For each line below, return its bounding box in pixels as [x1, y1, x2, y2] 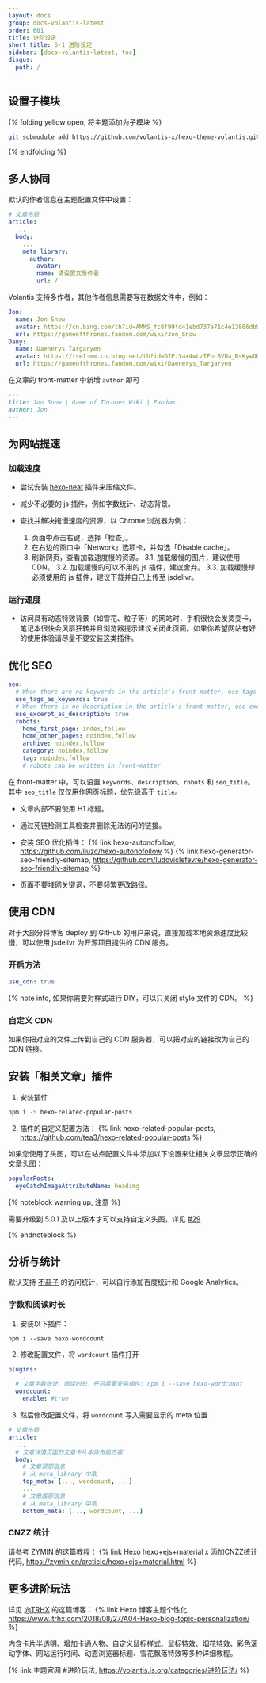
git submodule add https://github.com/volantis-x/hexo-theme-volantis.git [8, 132, 260, 141]
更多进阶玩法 [8, 1582, 71, 1596]
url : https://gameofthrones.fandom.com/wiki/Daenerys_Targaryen [15, 360, 232, 368]
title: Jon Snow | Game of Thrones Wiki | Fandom [8, 398, 176, 406]
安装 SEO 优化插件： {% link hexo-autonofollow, [19, 838, 177, 847]
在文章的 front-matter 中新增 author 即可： [8, 375, 146, 385]
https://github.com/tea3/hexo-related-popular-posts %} [19, 1132, 203, 1142]
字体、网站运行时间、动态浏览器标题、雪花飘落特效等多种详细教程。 [14, 1648, 237, 1658]
